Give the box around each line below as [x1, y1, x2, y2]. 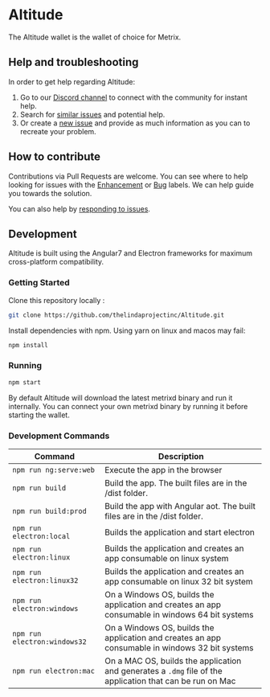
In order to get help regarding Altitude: [8, 76, 136, 86]
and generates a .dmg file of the [104, 665, 223, 676]
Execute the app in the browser [104, 464, 223, 475]
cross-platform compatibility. [8, 257, 104, 267]
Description [157, 450, 205, 461]
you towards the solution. [8, 188, 92, 198]
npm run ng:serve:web [12, 465, 95, 474]
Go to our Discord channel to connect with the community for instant [19, 92, 247, 102]
